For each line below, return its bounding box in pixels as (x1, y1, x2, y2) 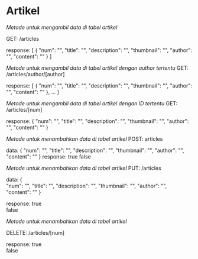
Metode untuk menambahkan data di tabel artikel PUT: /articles (6, 164, 161, 171)
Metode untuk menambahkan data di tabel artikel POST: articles (6, 135, 163, 143)
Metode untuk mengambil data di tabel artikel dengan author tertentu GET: (6, 64, 189, 72)
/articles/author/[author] (6, 70, 65, 77)
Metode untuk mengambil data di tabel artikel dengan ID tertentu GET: (6, 99, 178, 107)
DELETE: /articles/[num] (6, 229, 65, 236)
